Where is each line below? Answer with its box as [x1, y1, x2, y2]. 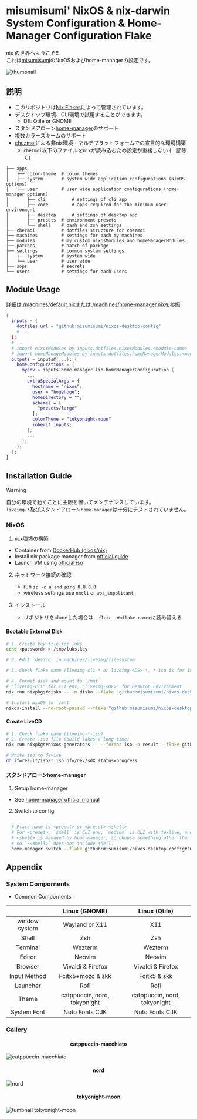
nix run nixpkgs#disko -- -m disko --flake [6, 689, 114, 695]
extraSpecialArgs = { [27, 378, 80, 384]
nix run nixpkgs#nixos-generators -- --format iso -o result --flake [6, 742, 180, 748]
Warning [6, 487, 26, 493]
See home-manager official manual [14, 796, 100, 803]
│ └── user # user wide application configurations [6, 186, 161, 192]
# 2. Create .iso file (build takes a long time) [6, 736, 130, 742]
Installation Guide [6, 471, 72, 481]
